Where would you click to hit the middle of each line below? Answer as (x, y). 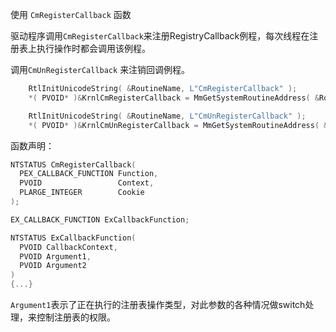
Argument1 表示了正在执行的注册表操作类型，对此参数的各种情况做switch (158, 304)
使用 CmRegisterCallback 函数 (71, 14)
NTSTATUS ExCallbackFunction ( (73, 238)
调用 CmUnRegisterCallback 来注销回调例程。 (100, 69)
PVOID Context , (87, 183)
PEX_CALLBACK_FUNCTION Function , (89, 174)
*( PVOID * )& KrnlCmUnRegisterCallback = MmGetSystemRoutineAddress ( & (178, 125)
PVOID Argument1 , (55, 256)
